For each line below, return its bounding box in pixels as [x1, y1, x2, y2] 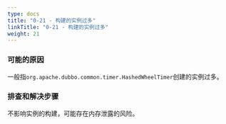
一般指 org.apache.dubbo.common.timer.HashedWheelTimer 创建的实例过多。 [7, 72, 223, 81]
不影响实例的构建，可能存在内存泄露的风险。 [7, 109, 139, 118]
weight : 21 [7, 30, 40, 38]
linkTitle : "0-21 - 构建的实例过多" [7, 23, 109, 30]
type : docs [7, 10, 40, 18]
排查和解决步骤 [7, 91, 59, 101]
